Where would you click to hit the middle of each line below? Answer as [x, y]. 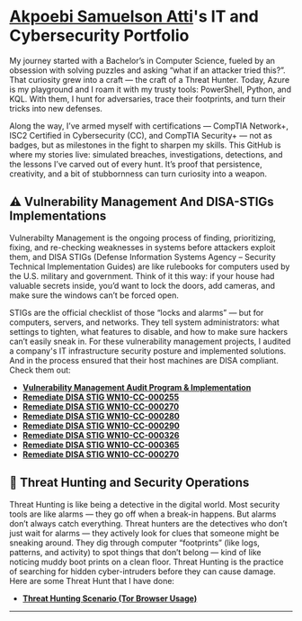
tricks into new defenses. [56, 108]
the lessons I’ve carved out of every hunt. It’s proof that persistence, [136, 164]
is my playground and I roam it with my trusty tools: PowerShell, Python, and [151, 89]
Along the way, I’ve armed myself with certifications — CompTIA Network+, [149, 126]
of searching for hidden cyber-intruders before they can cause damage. [142, 571]
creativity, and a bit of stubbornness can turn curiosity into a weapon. [138, 174]
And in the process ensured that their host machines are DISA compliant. [144, 360]
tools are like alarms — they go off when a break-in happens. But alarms [143, 514]
